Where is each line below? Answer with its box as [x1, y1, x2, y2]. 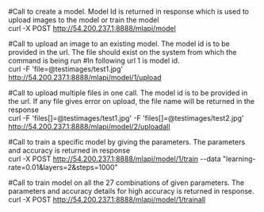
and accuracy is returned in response [8, 146, 131, 155]
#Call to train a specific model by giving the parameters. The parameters [8, 137, 246, 146]
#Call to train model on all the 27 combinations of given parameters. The [8, 178, 245, 187]
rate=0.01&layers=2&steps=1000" [8, 163, 118, 172]
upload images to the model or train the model [8, 15, 159, 25]
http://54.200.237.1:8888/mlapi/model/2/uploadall [8, 122, 170, 131]
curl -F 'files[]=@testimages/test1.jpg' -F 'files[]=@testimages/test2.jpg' [8, 114, 244, 122]
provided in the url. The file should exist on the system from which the [8, 48, 237, 56]
